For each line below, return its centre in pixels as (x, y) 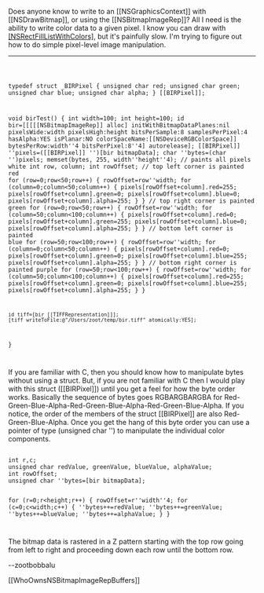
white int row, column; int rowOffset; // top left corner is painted (126, 167)
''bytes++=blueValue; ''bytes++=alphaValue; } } (89, 514)
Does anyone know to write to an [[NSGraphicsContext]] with (107, 11)
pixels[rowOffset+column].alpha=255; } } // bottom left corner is (121, 228)
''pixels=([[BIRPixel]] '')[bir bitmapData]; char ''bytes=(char (117, 152)
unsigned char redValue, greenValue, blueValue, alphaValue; (110, 467)
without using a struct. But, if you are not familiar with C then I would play (126, 381)
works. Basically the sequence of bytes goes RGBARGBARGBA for (115, 397)
